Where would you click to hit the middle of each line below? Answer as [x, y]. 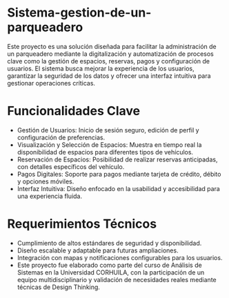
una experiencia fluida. [50, 196]
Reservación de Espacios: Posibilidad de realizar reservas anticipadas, [117, 159]
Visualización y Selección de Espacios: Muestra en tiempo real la [109, 145]
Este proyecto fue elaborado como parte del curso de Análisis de [109, 265]
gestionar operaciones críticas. [51, 83]
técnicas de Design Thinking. [58, 287]
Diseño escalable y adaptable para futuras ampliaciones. [98, 250]
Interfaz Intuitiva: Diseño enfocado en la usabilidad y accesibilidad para [119, 188]
